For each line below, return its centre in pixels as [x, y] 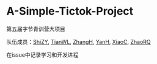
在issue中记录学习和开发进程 [42, 55]
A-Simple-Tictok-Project [70, 11]
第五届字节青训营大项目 [36, 29]
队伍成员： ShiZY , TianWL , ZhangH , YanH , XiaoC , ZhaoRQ [78, 41]
